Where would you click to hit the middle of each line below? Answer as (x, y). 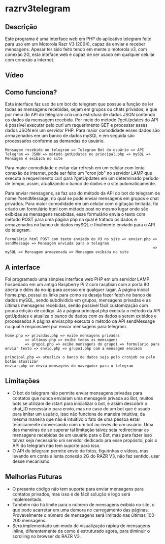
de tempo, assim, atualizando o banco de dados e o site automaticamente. (81, 184)
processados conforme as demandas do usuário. (55, 141)
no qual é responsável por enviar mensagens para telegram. (66, 327)
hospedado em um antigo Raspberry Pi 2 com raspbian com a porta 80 (77, 285)
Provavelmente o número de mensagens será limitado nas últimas (79, 515)
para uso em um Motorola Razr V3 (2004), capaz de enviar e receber (75, 44)
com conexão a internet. (30, 60)
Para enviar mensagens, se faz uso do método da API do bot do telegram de (82, 193)
